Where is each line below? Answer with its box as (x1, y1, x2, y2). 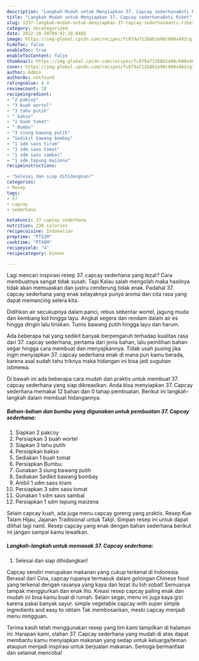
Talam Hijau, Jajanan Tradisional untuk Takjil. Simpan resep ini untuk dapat (6, 516, 188, 523)
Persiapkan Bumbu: (15, 460, 63, 468)
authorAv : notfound (6, 75, 55, 81)
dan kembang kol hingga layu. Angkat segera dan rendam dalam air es (6, 315, 178, 322)
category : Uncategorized (6, 25, 68, 31)
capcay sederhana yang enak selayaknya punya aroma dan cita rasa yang (6, 291, 187, 298)
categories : (6, 179, 36, 185)
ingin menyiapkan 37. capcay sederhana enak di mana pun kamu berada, (6, 351, 185, 358)
